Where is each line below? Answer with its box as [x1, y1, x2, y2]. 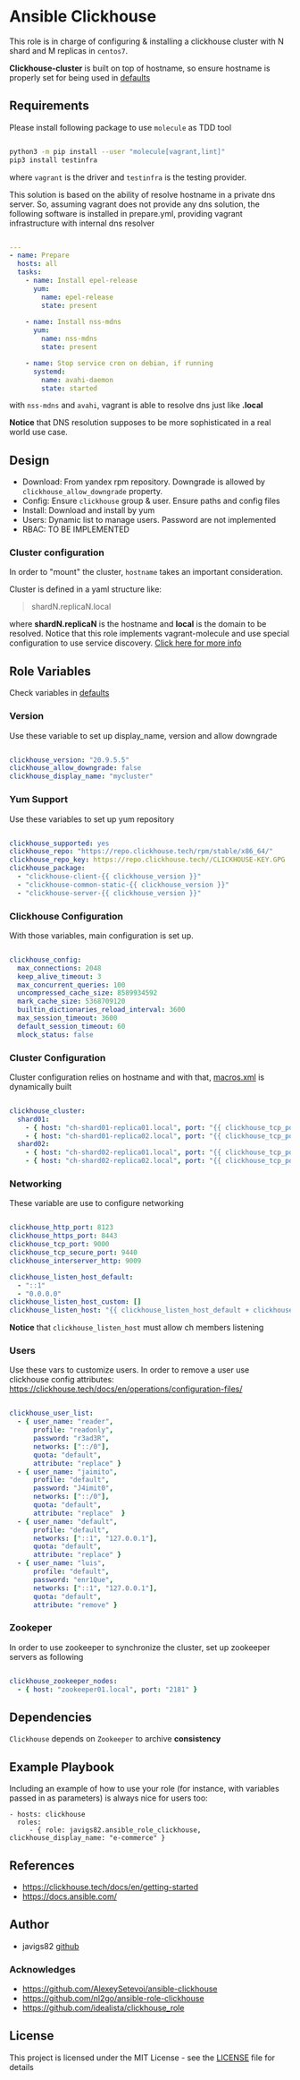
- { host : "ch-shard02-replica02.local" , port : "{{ [25, 1157, 221, 1166]
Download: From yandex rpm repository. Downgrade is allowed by [21, 476, 266, 487]
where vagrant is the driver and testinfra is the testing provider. [9, 172, 247, 183]
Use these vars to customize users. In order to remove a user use [9, 1365, 250, 1375]
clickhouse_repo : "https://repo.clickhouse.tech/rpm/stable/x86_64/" [9, 847, 274, 856]
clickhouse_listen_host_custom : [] [9, 1297, 142, 1306]
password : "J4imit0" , [32, 1484, 114, 1493]
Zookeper [9, 1622, 53, 1634]
